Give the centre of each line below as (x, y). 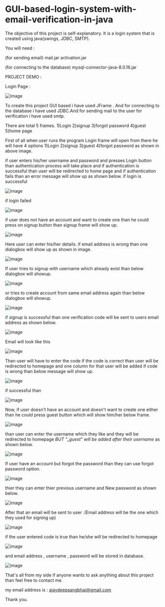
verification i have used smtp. (35, 116)
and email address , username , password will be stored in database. (75, 556)
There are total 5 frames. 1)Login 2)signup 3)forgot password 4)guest (76, 125)
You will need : (20, 48)
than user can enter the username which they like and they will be (72, 434)
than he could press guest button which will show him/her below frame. (78, 415)
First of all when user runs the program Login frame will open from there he (82, 140)
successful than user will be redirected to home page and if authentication (81, 171)
